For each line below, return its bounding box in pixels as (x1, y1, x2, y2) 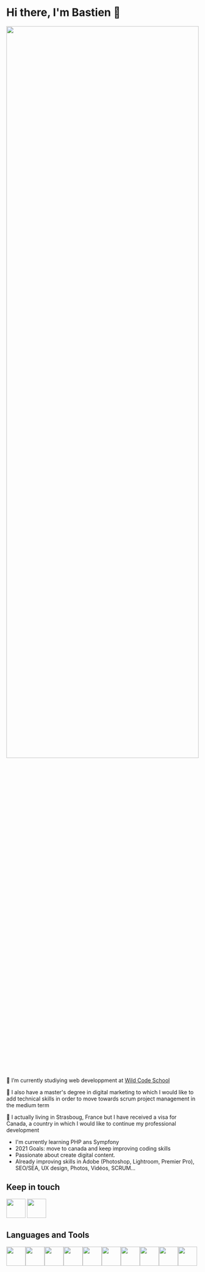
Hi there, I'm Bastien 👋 (6, 6, 121, 20)
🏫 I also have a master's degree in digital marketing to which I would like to (6, 1088, 194, 1096)
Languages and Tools (6, 1230, 90, 1240)
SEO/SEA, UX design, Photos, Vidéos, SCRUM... (15, 1164, 136, 1172)
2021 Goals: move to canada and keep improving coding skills (15, 1145, 171, 1152)
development (6, 1126, 40, 1134)
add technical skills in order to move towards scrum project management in (6, 1095, 196, 1102)
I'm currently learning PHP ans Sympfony (15, 1138, 120, 1145)
